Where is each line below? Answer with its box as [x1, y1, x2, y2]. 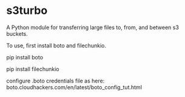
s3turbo [6, 4, 48, 18]
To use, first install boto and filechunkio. [6, 42, 106, 49]
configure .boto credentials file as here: [6, 77, 105, 84]
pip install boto [6, 53, 44, 61]
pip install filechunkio [6, 65, 59, 73]
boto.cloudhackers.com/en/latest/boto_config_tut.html [6, 83, 143, 91]
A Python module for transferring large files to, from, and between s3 [6, 24, 179, 31]
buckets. [6, 30, 29, 37]
